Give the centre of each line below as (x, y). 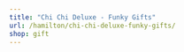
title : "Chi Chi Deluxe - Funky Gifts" (83, 17)
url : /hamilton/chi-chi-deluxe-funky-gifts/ (92, 26)
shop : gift (29, 33)
